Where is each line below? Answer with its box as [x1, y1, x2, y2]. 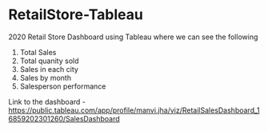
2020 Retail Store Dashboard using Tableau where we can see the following [8, 32, 258, 42]
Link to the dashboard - [8, 97, 86, 106]
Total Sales [19, 47, 57, 57]
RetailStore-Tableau [8, 6, 144, 24]
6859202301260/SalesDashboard [8, 113, 120, 123]
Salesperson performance [19, 81, 106, 91]
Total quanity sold [19, 56, 79, 65]
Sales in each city [19, 64, 78, 73]
